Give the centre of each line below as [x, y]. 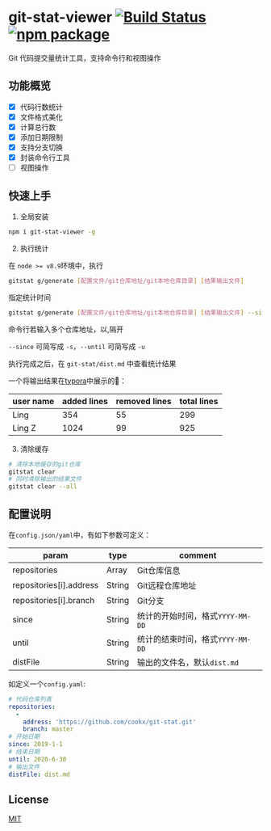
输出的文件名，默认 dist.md [188, 662]
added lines [85, 401]
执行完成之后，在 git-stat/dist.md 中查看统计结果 [92, 363]
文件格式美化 [41, 116]
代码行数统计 [41, 107]
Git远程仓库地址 [167, 585]
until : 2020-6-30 [38, 759]
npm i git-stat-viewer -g [52, 232]
